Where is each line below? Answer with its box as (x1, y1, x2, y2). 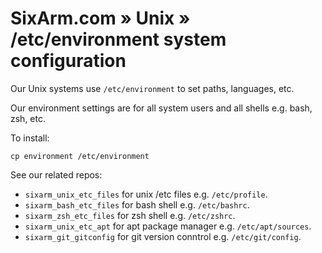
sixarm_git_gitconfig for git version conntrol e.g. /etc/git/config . (24, 230, 302, 242)
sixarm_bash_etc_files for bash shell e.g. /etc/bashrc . (24, 198, 250, 211)
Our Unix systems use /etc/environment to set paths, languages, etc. (10, 82, 295, 94)
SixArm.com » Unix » (10, 7, 191, 30)
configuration (10, 50, 127, 72)
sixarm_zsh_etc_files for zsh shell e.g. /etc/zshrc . (24, 209, 236, 221)
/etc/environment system (10, 28, 227, 51)
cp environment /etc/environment (10, 151, 150, 161)
